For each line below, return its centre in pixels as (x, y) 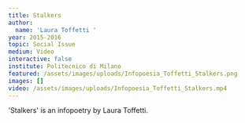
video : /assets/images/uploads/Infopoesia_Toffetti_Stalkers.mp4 (117, 88)
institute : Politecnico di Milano (65, 67)
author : (21, 23)
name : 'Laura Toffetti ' (56, 30)
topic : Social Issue (42, 45)
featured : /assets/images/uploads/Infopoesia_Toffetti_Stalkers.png (123, 74)
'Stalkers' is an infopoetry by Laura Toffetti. (78, 110)
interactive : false (40, 60)
